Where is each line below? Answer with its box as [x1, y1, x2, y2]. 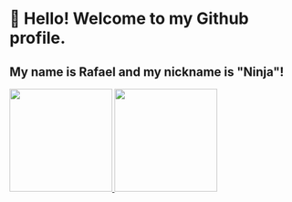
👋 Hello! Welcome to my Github [9, 8, 249, 29]
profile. [9, 27, 67, 48]
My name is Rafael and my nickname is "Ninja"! [9, 64, 285, 80]
